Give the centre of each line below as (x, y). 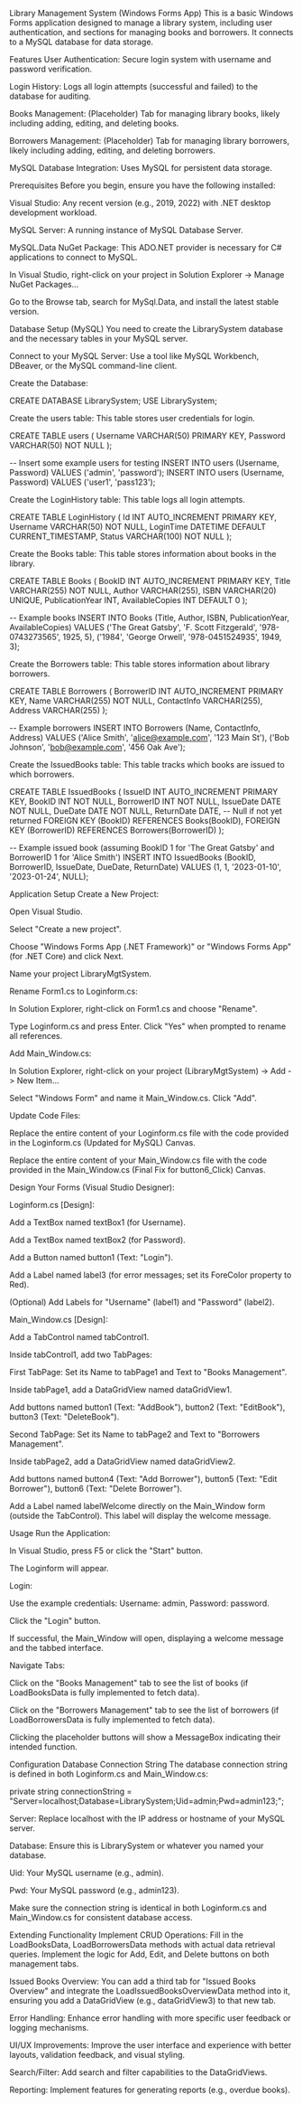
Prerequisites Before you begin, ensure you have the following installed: (142, 185)
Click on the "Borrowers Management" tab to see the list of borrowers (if (144, 1710)
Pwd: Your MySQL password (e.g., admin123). (95, 1890)
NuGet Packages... (44, 284)
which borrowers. (42, 774)
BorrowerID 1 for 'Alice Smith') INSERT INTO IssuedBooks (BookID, (133, 857)
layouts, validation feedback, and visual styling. (97, 2055)
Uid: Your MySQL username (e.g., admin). (87, 1873)
